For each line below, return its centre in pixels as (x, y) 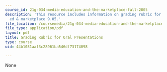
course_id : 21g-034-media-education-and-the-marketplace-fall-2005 (77, 10)
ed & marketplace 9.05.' (35, 19)
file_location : (21, 24)
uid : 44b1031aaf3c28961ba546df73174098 (46, 47)
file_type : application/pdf (34, 28)
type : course (19, 42)
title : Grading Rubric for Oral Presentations (54, 38)
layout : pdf (17, 33)
